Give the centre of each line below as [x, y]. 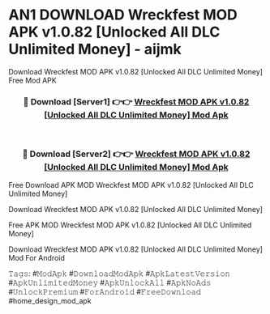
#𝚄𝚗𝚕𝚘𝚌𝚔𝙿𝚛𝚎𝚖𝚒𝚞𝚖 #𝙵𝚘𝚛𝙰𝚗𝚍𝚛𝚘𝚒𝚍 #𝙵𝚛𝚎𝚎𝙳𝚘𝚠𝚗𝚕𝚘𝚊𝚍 [105, 291]
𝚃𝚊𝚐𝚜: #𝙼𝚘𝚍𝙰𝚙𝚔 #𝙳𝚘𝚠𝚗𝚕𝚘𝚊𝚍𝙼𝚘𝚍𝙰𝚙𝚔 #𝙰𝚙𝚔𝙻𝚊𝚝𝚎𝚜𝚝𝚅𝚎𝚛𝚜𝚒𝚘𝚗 [120, 274]
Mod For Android [36, 257]
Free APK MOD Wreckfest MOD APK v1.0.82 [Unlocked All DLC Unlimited [130, 225]
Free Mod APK [32, 80]
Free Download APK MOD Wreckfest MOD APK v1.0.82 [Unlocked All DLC [131, 185]
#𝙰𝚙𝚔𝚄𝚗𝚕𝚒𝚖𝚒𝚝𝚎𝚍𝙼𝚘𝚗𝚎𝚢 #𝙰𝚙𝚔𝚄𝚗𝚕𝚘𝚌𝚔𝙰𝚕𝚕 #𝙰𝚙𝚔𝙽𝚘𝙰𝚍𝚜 [110, 282]
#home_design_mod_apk [50, 300]
